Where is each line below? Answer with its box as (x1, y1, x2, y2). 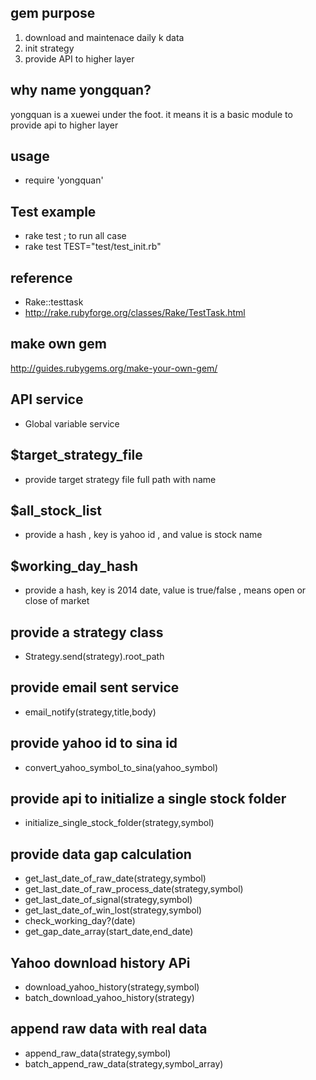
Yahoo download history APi (10, 954, 191, 971)
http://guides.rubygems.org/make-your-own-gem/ (10, 362, 218, 374)
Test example (10, 203, 97, 220)
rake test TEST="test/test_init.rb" (24, 241, 162, 253)
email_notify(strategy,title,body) (24, 706, 157, 718)
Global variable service (24, 417, 120, 430)
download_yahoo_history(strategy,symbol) (24, 981, 200, 993)
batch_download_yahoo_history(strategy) (24, 992, 195, 1003)
